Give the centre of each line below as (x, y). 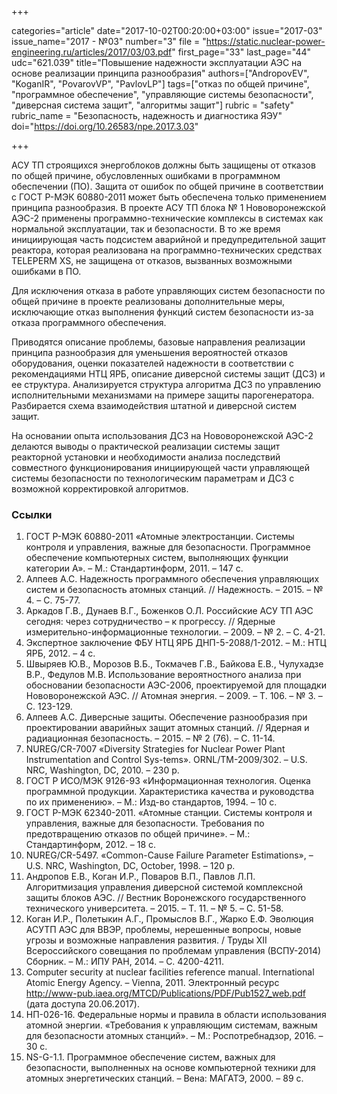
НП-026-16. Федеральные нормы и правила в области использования (176, 1015)
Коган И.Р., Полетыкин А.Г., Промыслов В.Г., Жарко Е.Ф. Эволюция (169, 919)
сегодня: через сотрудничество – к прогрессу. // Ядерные (150, 622)
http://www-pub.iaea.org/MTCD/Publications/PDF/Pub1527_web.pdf (166, 993)
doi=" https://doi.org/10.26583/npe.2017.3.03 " (105, 126)
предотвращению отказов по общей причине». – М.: (138, 834)
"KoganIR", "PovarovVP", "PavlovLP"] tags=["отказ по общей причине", (160, 84)
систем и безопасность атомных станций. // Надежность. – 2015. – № (174, 590)
